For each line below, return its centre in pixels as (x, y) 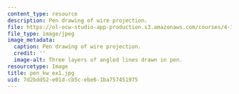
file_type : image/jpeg (41, 34)
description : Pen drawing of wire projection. (78, 20)
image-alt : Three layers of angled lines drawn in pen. (98, 60)
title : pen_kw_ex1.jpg (41, 73)
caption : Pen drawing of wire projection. (78, 47)
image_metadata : (31, 40)
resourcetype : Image (38, 66)
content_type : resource (43, 14)
